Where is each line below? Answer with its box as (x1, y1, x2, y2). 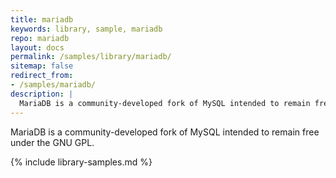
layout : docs (10, 42, 65, 53)
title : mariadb (10, 14, 74, 25)
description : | (10, 89, 74, 99)
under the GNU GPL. (10, 136, 95, 148)
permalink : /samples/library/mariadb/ (10, 52, 172, 62)
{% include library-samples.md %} (10, 156, 153, 168)
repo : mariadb (10, 33, 70, 43)
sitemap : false (10, 61, 74, 71)
